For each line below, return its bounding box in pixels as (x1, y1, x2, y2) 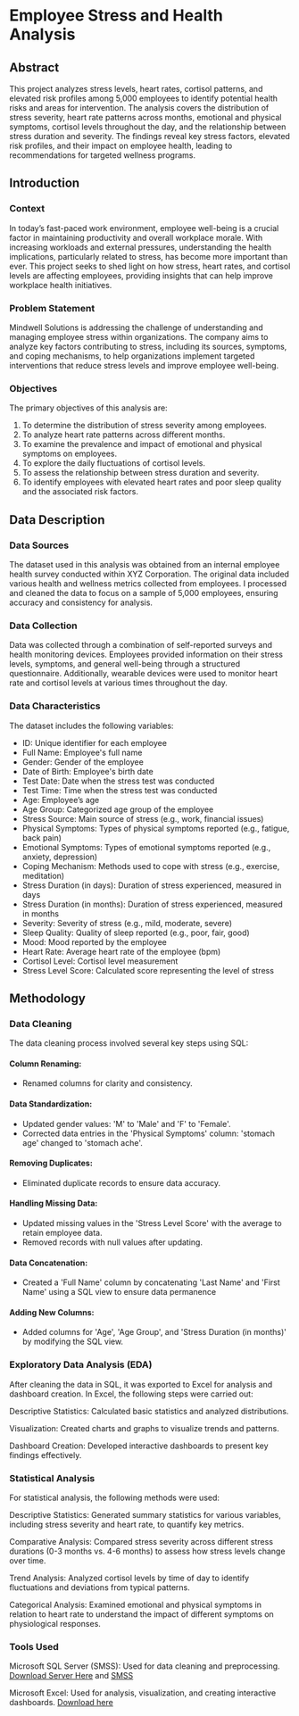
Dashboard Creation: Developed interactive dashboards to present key (9, 1440, 270, 1451)
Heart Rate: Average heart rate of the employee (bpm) (21, 946, 221, 957)
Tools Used (9, 1640, 60, 1653)
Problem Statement (9, 302, 96, 314)
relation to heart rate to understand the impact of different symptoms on (9, 1609, 274, 1620)
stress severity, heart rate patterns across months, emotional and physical (9, 112, 282, 122)
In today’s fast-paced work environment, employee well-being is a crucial (9, 222, 279, 233)
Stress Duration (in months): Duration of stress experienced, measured (21, 899, 283, 909)
